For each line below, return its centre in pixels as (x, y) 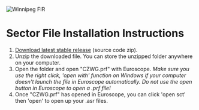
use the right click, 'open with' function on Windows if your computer (100, 75)
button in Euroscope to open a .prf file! (63, 88)
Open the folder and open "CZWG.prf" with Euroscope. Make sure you (102, 69)
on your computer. (38, 62)
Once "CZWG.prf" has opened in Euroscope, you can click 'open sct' (100, 94)
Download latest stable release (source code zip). (76, 50)
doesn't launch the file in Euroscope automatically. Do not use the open (103, 81)
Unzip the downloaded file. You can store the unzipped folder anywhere (104, 56)
